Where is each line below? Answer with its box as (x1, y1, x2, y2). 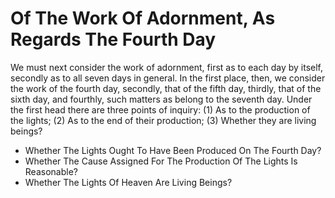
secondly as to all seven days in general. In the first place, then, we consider (10, 72, 326, 84)
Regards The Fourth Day (10, 28, 217, 51)
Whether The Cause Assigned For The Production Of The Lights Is (24, 155, 298, 167)
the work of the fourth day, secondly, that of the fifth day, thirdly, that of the (10, 82, 322, 94)
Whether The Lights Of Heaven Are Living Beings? (24, 176, 233, 188)
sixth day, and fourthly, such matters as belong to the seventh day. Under (10, 93, 313, 105)
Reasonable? (24, 165, 78, 177)
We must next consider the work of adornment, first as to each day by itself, (10, 61, 324, 73)
